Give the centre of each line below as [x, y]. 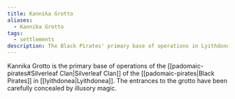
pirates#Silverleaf [33, 73]
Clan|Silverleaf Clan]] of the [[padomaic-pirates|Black [137, 73]
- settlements [34, 40]
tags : [15, 33]
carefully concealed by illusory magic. [62, 88]
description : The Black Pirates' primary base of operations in [103, 46]
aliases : [20, 20]
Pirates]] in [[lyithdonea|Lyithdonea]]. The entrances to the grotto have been [117, 81]
